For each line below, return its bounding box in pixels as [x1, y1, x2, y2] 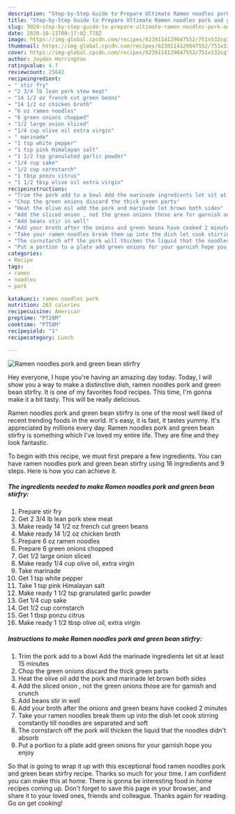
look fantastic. [8, 438, 49, 446]
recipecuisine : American [8, 308, 80, 315]
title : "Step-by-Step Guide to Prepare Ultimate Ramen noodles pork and [8, 17, 224, 24]
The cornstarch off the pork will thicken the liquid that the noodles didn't [17, 726, 227, 734]
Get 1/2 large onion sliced [17, 552, 91, 560]
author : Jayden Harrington [8, 56, 86, 63]
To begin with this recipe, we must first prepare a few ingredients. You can [8, 451, 222, 460]
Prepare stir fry [17, 507, 62, 516]
